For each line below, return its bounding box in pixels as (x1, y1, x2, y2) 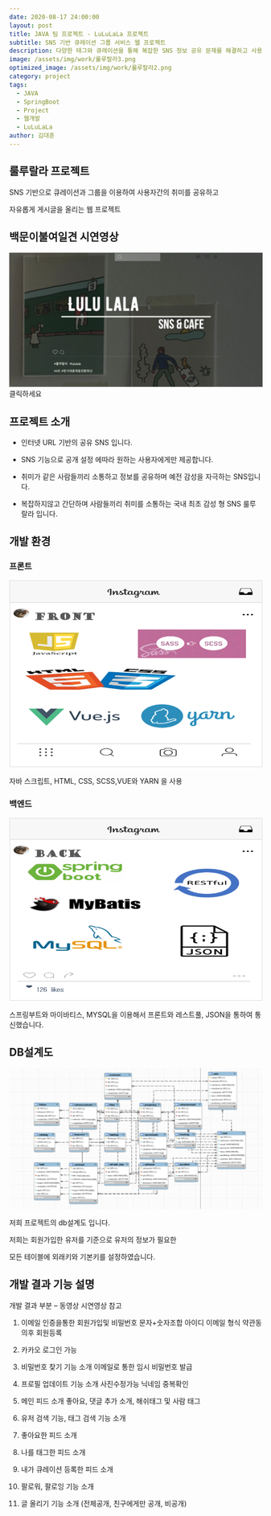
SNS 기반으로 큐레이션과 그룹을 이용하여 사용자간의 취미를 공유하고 (9, 187, 220, 197)
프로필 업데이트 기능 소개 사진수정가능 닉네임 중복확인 (20, 1379, 189, 1388)
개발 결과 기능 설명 (9, 1278, 95, 1292)
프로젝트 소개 (9, 415, 71, 428)
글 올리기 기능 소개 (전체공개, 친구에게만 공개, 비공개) (20, 1498, 187, 1508)
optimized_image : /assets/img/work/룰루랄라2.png (9, 64, 172, 72)
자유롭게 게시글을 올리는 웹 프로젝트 (9, 204, 121, 214)
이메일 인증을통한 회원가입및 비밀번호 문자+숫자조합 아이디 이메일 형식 (20, 1317, 240, 1327)
